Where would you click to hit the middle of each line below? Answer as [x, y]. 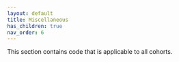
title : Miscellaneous [38, 20]
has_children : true [35, 26]
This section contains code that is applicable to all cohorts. [90, 52]
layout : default [30, 13]
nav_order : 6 [26, 32]
